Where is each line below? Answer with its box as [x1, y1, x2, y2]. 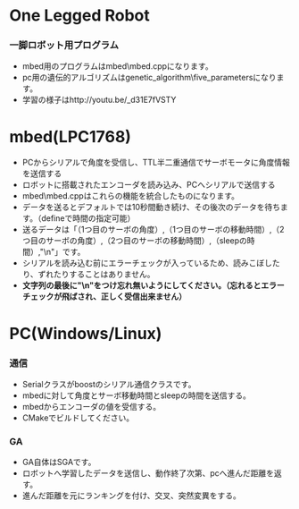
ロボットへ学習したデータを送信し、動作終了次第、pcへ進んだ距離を [21, 468, 275, 479]
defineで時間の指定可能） [41, 213, 136, 224]
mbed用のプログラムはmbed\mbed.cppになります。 [21, 61, 213, 72]
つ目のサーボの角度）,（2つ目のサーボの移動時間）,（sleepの [21, 235, 248, 246]
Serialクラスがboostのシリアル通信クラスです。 [21, 378, 196, 389]
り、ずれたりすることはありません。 [21, 269, 155, 280]
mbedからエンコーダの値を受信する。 [21, 401, 162, 411]
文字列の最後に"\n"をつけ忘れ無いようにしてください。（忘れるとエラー [21, 280, 285, 291]
